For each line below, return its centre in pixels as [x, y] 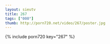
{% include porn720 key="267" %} [40, 37]
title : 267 [16, 14]
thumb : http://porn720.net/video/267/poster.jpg [55, 23]
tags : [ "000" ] [19, 18]
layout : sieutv [20, 9]
